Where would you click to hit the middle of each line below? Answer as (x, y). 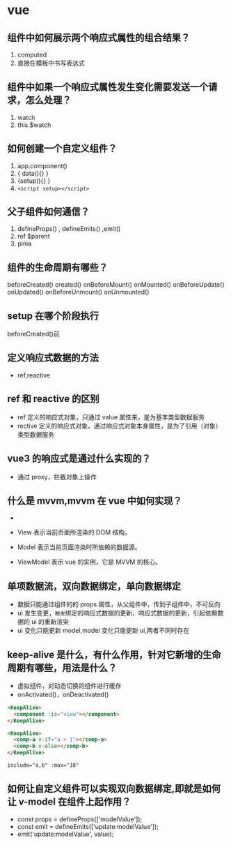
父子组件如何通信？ (48, 212)
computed (32, 55)
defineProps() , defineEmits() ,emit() (69, 229)
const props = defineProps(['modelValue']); (80, 819)
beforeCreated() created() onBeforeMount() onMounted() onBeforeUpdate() (116, 285)
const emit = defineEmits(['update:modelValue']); (88, 826)
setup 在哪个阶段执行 (53, 316)
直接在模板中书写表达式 (51, 63)
